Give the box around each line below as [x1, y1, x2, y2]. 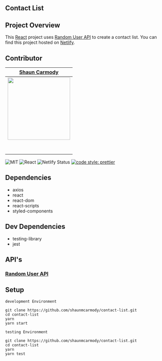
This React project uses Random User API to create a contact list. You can [5, 34, 157, 40]
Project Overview [5, 21, 60, 29]
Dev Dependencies [5, 222, 66, 231]
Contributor [5, 54, 42, 62]
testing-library [12, 235, 42, 241]
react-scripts [12, 202, 39, 208]
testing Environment [5, 329, 48, 335]
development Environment [5, 299, 57, 304]
